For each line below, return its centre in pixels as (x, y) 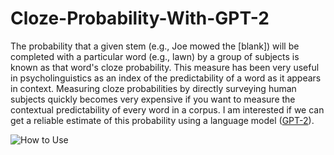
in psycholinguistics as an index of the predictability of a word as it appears (166, 78)
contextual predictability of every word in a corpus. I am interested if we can (167, 109)
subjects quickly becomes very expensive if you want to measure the (153, 99)
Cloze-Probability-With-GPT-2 (140, 18)
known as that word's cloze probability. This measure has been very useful (165, 67)
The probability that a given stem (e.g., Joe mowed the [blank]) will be (155, 46)
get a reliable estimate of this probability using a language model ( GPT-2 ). (162, 120)
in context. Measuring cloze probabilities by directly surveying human (153, 88)
